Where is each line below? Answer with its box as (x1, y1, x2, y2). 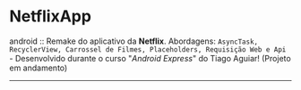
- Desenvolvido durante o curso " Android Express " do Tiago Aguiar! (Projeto (9, 53, 291, 63)
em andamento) (9, 62, 68, 73)
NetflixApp (9, 6, 92, 27)
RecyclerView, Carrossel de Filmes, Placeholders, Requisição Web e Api (9, 45, 287, 54)
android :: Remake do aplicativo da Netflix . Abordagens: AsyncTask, (9, 36, 259, 46)
